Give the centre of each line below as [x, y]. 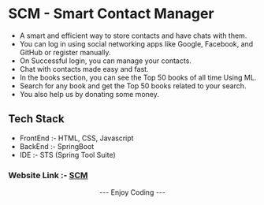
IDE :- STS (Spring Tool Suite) [67, 155]
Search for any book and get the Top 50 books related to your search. [133, 86]
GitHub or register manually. [65, 52]
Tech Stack [36, 119]
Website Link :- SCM [48, 175]
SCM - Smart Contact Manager [111, 14]
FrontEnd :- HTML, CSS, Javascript [76, 138]
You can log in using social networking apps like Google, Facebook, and [136, 43]
